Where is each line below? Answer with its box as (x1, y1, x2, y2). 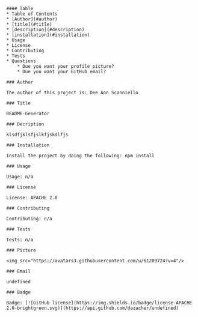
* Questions (6, 58, 36, 64)
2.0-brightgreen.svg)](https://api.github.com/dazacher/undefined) (6, 305, 179, 311)
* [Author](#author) (6, 16, 58, 22)
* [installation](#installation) (6, 32, 90, 38)
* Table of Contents (6, 11, 58, 17)
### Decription (6, 121, 45, 127)
